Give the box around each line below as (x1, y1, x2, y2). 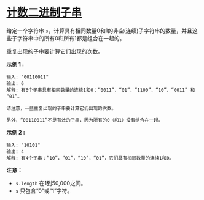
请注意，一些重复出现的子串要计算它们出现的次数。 (6, 105, 117, 111)
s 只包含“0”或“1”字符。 (15, 187, 73, 194)
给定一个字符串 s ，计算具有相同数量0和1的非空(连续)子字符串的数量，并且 (6, 27, 192, 34)
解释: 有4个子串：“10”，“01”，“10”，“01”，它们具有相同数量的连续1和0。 (6, 155, 174, 161)
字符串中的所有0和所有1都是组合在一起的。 (17, 34, 125, 42)
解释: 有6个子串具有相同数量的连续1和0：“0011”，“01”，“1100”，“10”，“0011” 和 (6, 87, 195, 93)
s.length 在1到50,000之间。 (15, 179, 87, 187)
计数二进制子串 (6, 6, 82, 20)
